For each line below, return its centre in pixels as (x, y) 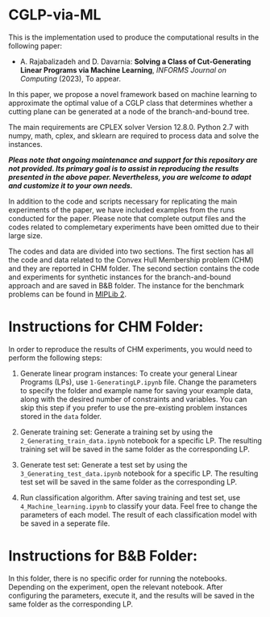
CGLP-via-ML (55, 15)
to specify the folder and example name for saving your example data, (136, 390)
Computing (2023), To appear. (70, 78)
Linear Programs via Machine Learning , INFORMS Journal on (123, 69)
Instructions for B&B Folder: (103, 556)
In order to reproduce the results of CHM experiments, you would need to (130, 349)
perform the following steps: (55, 358)
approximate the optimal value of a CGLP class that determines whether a (131, 103)
